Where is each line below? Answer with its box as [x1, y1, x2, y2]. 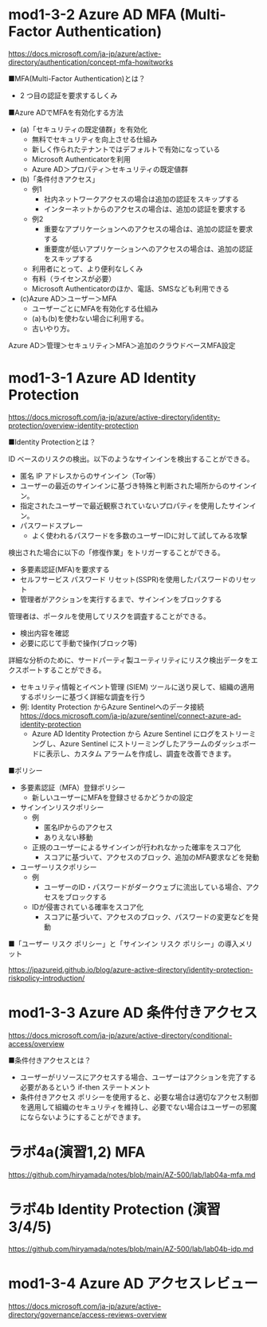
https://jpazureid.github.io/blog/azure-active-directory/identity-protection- [8, 965, 253, 974]
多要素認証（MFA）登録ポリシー [19, 782, 126, 792]
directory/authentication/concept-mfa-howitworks [8, 57, 174, 67]
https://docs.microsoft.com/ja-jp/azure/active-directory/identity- [8, 412, 221, 421]
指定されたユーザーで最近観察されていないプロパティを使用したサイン [19, 500, 249, 511]
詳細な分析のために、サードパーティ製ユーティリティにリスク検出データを [8, 655, 252, 664]
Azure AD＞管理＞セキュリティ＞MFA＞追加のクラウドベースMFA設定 [8, 340, 236, 350]
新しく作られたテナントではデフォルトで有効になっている [31, 144, 221, 154]
